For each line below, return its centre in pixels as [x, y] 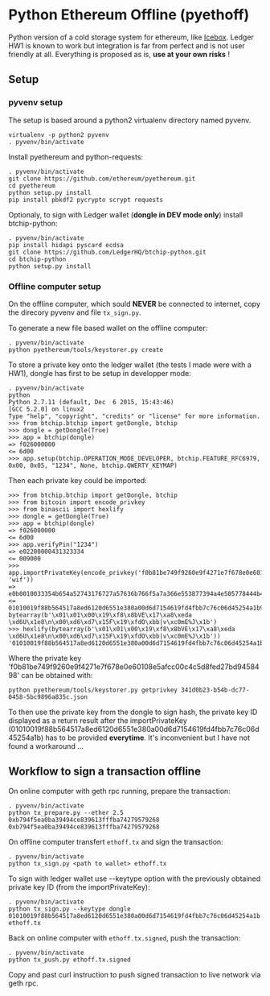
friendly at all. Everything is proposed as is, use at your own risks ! [119, 54]
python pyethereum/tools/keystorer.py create [86, 349]
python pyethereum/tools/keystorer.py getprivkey [93, 690]
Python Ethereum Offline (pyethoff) [129, 15]
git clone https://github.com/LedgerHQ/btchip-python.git [107, 252]
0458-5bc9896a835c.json [48, 697]
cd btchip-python [37, 259]
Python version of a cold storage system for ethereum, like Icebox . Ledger [131, 37]
